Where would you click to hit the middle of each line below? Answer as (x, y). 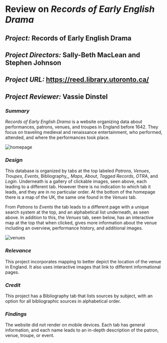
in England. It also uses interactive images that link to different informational (83, 267)
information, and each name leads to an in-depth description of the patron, (82, 330)
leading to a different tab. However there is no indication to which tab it (78, 187)
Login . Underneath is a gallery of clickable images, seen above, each (76, 181)
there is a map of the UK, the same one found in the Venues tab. (71, 197)
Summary (17, 111)
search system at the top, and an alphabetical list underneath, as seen (77, 212)
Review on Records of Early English (80, 9)
